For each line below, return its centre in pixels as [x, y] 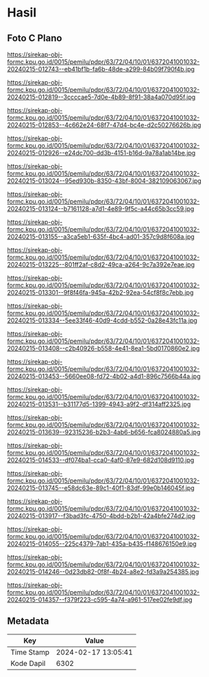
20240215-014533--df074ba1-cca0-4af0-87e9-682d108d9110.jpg [101, 460]
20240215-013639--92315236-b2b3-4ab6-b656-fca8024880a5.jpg [104, 432]
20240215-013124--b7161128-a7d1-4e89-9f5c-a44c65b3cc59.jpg [101, 209]
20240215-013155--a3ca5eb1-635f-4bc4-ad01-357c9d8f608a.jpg [101, 236]
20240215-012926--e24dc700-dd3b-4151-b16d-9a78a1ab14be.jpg [101, 153]
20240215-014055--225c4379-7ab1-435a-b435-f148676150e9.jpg [102, 544]
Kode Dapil [28, 663]
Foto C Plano [35, 38]
